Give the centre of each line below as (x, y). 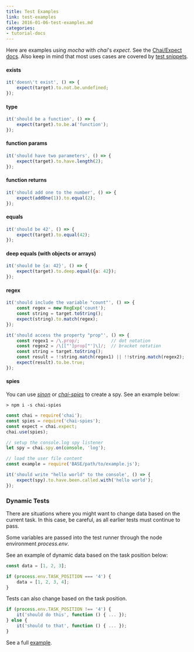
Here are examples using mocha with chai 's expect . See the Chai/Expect (94, 50)
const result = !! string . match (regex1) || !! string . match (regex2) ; (101, 357)
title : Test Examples (33, 11)
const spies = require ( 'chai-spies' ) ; (53, 421)
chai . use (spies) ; (27, 432)
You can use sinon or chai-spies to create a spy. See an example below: (93, 394)
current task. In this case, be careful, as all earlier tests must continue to (93, 520)
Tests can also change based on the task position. (67, 598)
